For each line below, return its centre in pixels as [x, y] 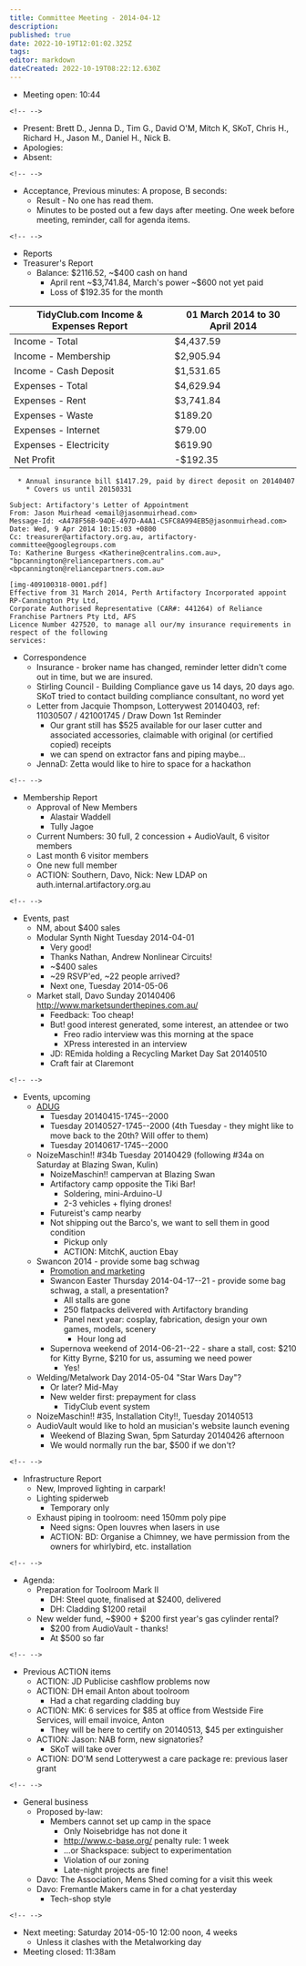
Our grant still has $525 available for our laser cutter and [156, 725]
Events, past [46, 918]
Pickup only [85, 1242]
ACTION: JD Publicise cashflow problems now [123, 1681]
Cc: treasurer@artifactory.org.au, [77, 537]
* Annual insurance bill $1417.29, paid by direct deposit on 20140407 [157, 481]
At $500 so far [77, 1638]
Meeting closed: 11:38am [69, 1951]
